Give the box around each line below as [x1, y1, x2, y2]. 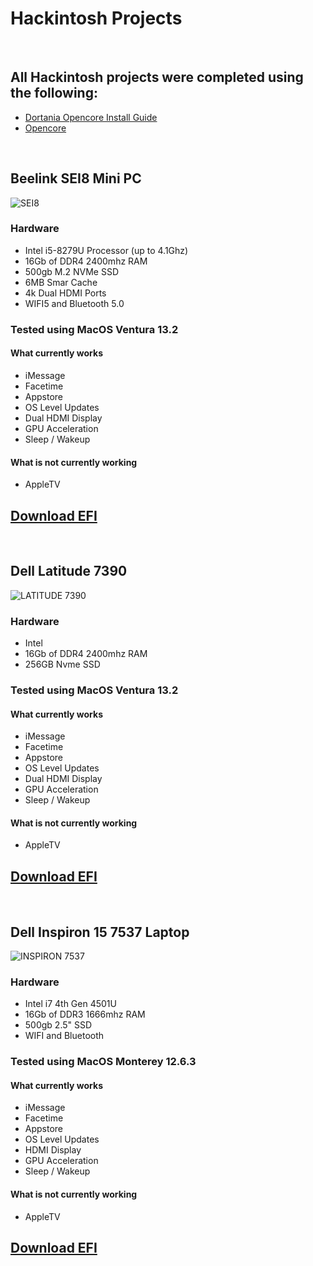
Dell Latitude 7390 [10, 563, 128, 580]
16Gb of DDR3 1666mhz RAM [24, 1008, 146, 1021]
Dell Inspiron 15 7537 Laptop [10, 923, 190, 941]
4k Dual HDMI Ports [24, 287, 107, 299]
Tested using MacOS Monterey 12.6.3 [10, 1055, 197, 1069]
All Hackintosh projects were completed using [10, 69, 304, 86]
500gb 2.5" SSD [24, 1019, 93, 1031]
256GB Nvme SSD [24, 658, 101, 671]
